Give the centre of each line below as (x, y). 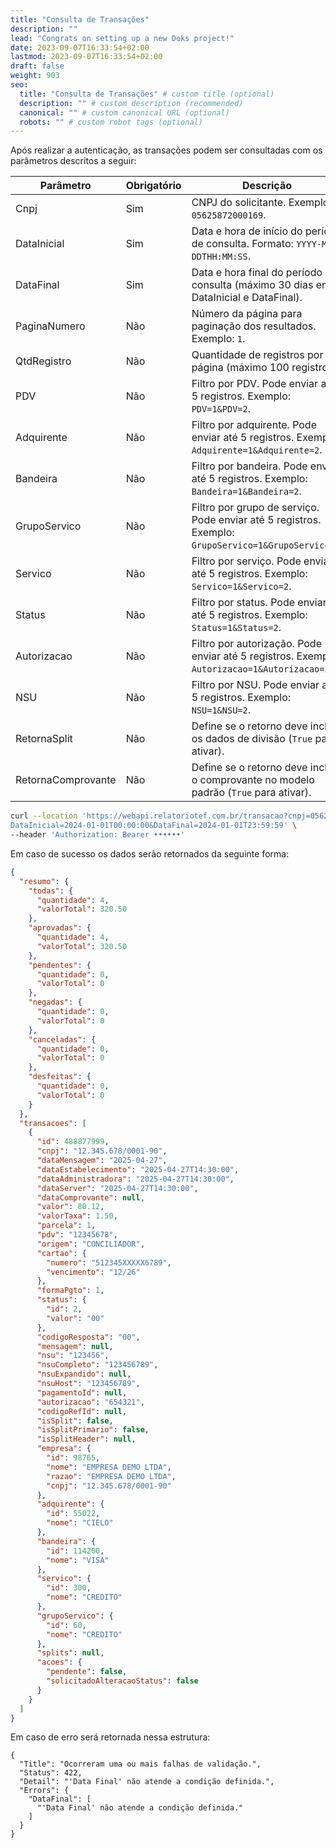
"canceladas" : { (62, 1039)
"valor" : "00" (75, 1318)
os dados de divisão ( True (252, 739)
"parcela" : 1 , (66, 1226)
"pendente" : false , (87, 1672)
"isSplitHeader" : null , (86, 1439)
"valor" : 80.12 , (70, 1207)
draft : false (37, 66)
